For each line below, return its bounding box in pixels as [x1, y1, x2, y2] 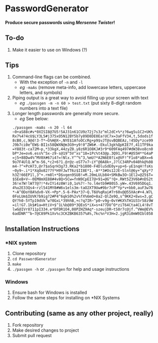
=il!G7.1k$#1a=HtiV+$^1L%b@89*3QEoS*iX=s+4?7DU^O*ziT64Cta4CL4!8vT [12, 202, 153, 208]
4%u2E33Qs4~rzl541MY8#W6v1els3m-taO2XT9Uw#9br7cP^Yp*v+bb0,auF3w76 [12, 185, 153, 191]
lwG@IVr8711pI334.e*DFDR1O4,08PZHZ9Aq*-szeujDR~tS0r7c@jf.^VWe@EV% [12, 207, 153, 212]
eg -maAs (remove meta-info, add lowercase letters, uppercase [19, 85, 146, 90]
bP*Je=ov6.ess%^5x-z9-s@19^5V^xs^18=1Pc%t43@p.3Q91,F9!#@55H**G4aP [12, 151, 153, 156]
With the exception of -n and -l [19, 79, 83, 85]
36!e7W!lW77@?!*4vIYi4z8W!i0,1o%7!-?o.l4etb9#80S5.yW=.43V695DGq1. [12, 181, 153, 186]
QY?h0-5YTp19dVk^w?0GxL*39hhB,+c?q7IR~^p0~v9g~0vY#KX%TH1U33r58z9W [12, 199, 153, 203]
